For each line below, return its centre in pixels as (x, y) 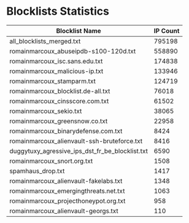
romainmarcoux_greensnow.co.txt (59, 121)
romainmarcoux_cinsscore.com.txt (59, 101)
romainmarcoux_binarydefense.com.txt (66, 131)
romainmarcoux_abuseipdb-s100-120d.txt (73, 51)
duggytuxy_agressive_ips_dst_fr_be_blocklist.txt (79, 151)
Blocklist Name (79, 31)
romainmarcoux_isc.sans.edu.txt (56, 61)
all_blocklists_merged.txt (45, 41)
